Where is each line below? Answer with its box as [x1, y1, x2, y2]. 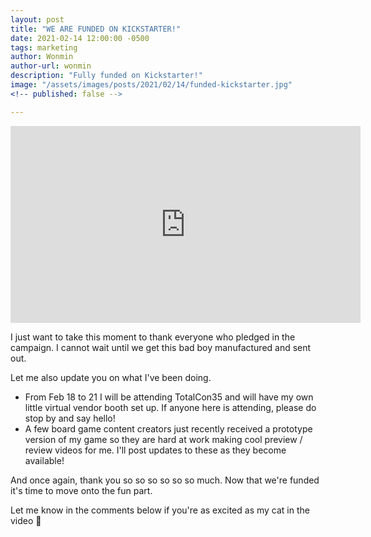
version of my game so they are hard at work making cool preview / [24, 433, 303, 445]
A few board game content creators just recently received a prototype [24, 422, 313, 435]
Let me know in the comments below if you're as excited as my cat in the [10, 504, 310, 516]
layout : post [10, 14, 65, 25]
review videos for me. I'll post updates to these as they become [24, 444, 287, 456]
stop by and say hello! [24, 412, 116, 424]
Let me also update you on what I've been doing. [10, 371, 212, 383]
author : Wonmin [10, 52, 74, 62]
